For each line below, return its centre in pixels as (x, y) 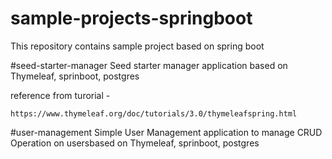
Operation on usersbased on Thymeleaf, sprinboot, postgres (135, 143)
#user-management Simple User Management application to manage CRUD (166, 132)
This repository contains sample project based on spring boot (137, 46)
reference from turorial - (60, 95)
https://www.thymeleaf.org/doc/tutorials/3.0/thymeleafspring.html (154, 113)
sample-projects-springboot (131, 18)
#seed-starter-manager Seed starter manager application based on (149, 65)
